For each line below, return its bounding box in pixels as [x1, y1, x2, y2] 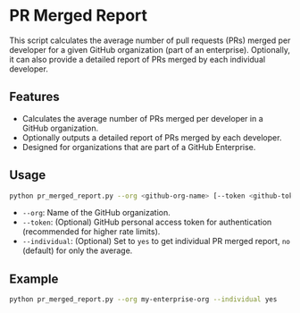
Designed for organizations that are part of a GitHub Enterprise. [21, 141, 256, 152]
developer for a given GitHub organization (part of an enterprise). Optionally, [9, 44, 290, 55]
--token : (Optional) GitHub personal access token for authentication [21, 216, 272, 228]
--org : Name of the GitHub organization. [21, 207, 171, 218]
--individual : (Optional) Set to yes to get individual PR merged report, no [21, 236, 290, 247]
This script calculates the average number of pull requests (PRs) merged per [9, 35, 291, 46]
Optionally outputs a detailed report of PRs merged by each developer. [21, 131, 282, 143]
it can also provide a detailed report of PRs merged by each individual [9, 54, 266, 64]
